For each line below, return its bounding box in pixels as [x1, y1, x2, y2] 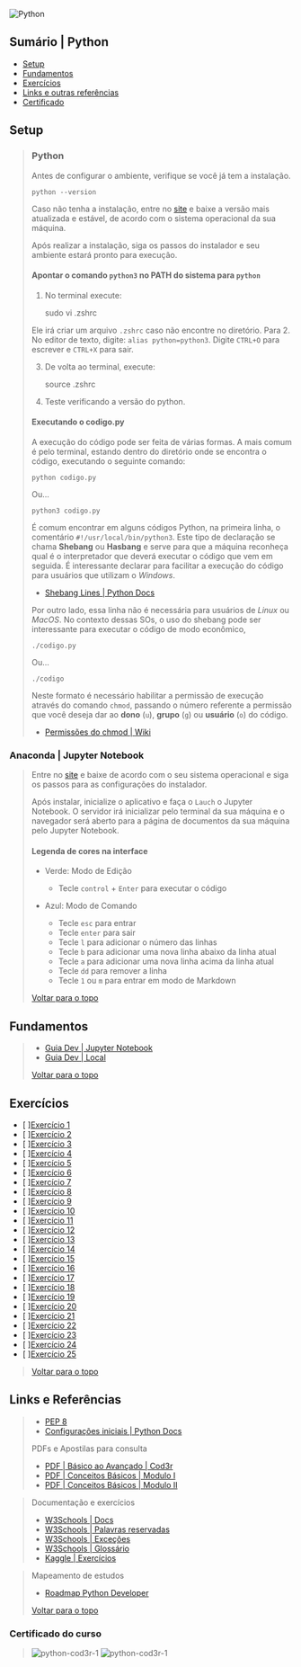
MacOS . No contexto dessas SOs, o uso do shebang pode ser [31, 614, 261, 625]
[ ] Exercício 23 [22, 1330, 77, 1341]
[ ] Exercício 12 [22, 1225, 75, 1235]
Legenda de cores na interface [31, 845, 148, 856]
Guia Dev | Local [44, 1052, 106, 1063]
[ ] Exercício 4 [22, 1148, 73, 1159]
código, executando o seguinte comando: [31, 455, 186, 467]
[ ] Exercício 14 [22, 1244, 75, 1254]
